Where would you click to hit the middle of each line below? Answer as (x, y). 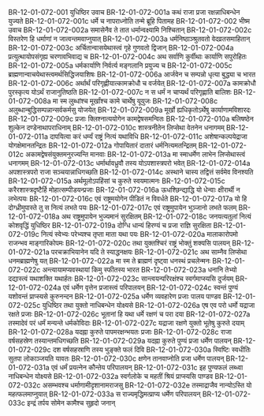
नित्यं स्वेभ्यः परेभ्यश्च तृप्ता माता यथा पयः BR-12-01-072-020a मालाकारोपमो (139, 234)
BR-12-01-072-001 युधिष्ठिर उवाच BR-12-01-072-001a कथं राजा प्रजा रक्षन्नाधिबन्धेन (124, 12)
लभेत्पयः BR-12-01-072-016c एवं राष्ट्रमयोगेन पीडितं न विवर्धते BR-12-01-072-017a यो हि (128, 199)
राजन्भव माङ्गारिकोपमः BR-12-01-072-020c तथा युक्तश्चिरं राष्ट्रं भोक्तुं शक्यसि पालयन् (119, 243)
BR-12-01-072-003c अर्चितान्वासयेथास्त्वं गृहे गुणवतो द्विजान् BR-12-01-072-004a (121, 48)
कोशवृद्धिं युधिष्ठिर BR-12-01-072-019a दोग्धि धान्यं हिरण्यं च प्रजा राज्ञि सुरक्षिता (110, 225)
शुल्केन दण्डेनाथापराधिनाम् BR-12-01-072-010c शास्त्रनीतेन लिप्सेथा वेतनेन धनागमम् (116, 127)
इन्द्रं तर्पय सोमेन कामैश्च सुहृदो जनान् (71, 403)
